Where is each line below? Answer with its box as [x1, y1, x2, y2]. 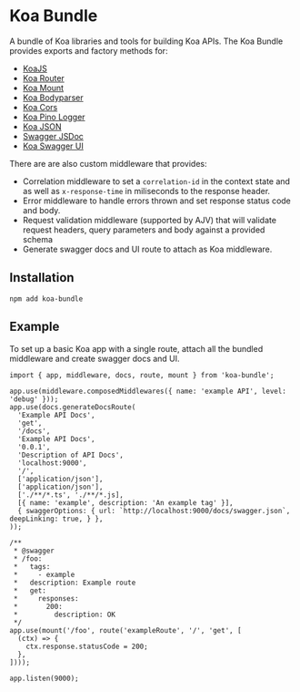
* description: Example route [13, 578, 136, 587]
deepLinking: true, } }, [9, 514, 104, 523]
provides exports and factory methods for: [9, 45, 168, 56]
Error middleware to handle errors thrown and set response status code [22, 195, 291, 206]
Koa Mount [22, 82, 65, 93]
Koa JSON [22, 120, 62, 132]
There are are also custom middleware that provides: [9, 158, 207, 169]
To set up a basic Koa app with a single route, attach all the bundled [9, 343, 264, 354]
